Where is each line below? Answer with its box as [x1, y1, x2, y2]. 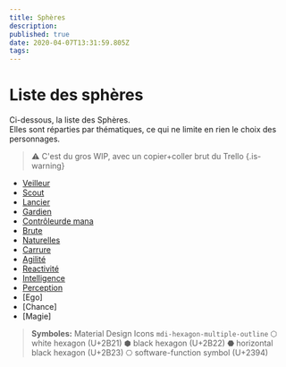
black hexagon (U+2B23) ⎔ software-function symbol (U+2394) [30, 347, 269, 358]
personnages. [9, 133, 61, 144]
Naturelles [21, 235, 61, 246]
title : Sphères [9, 13, 66, 22]
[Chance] [21, 302, 57, 312]
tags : [9, 47, 29, 55]
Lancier [21, 197, 51, 208]
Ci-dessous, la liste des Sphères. [9, 115, 131, 125]
